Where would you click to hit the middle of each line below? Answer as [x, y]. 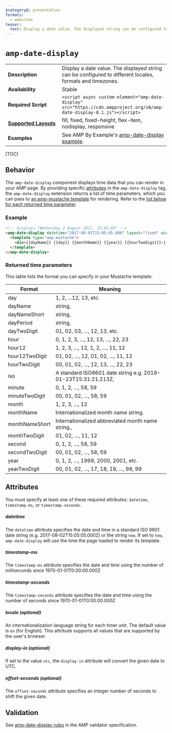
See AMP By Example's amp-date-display [113, 135]
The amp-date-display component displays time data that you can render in [84, 182]
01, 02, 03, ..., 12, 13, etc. [87, 331]
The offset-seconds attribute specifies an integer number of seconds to [81, 691]
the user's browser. [26, 636]
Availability [22, 89]
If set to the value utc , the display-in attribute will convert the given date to [85, 661]
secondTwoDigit [27, 452]
